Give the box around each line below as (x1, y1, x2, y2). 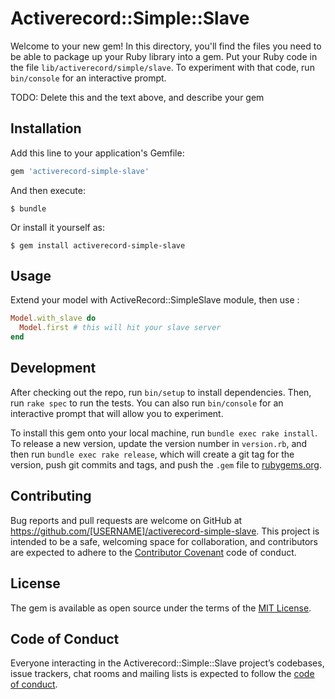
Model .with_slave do (10, 313, 97, 324)
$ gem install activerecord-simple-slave (10, 240, 186, 251)
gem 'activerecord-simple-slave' (10, 166, 150, 176)
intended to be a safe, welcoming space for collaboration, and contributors (10, 535, 318, 547)
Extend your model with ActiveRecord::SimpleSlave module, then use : (10, 294, 300, 306)
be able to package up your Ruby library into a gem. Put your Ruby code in (10, 50, 318, 62)
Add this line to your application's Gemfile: (10, 147, 185, 159)
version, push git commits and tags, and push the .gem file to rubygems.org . (10, 458, 323, 471)
